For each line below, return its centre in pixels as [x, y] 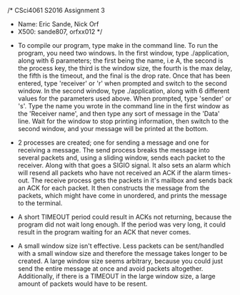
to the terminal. [40, 203]
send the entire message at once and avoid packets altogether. [110, 269]
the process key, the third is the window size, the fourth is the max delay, [125, 68]
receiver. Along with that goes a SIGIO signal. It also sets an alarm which [124, 165]
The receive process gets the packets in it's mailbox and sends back [132, 180]
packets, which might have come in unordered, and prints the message [122, 196]
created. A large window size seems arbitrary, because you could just [120, 261]
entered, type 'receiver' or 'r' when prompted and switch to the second [122, 83]
